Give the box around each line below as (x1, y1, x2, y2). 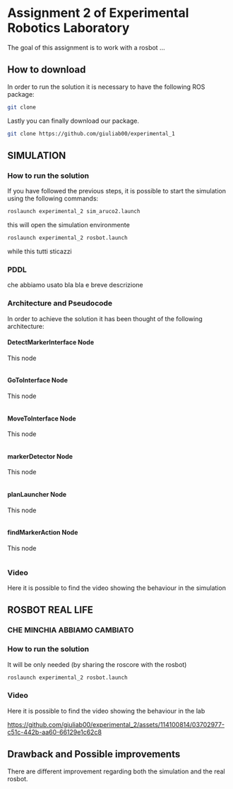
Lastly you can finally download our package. (7, 116, 140, 125)
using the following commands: (7, 194, 99, 203)
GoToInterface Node (7, 376, 68, 385)
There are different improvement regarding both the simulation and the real (7, 767, 225, 776)
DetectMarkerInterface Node (7, 338, 95, 347)
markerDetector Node (7, 452, 73, 460)
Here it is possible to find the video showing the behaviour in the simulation (7, 584, 226, 592)
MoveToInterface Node (7, 414, 76, 423)
